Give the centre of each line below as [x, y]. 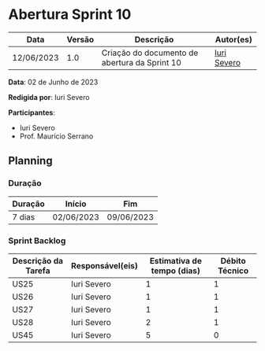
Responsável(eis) [104, 265]
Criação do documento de [150, 53]
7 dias [24, 216]
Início [76, 204]
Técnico [233, 271]
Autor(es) [233, 39]
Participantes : [32, 113]
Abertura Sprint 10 [70, 15]
